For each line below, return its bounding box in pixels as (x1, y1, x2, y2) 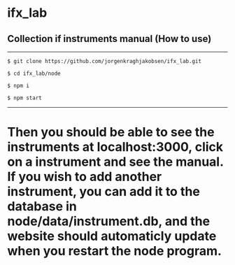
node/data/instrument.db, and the (7, 213, 211, 229)
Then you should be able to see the (7, 124, 215, 141)
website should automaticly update (7, 229, 217, 244)
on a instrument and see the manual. (7, 154, 224, 170)
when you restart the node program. (7, 243, 222, 259)
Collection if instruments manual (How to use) (7, 33, 212, 45)
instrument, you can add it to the (7, 184, 201, 200)
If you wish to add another (7, 169, 162, 185)
